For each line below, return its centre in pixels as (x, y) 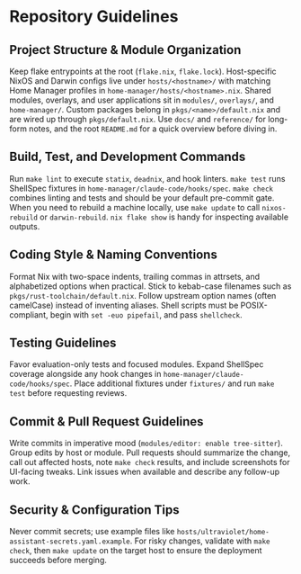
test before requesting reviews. (68, 393)
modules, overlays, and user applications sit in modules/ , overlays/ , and (142, 100)
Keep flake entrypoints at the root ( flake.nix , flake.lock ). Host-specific (143, 71)
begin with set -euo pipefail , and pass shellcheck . (146, 314)
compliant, (29, 314)
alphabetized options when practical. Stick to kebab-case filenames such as (150, 286)
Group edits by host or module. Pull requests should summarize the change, (150, 453)
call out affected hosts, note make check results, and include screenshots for (150, 462)
